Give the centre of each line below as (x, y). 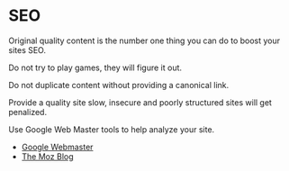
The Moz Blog (47, 156)
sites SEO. (27, 49)
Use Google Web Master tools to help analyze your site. (112, 129)
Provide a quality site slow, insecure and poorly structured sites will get (140, 102)
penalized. (27, 112)
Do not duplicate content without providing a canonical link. (119, 85)
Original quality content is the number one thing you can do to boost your (144, 40)
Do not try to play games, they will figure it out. (95, 67)
